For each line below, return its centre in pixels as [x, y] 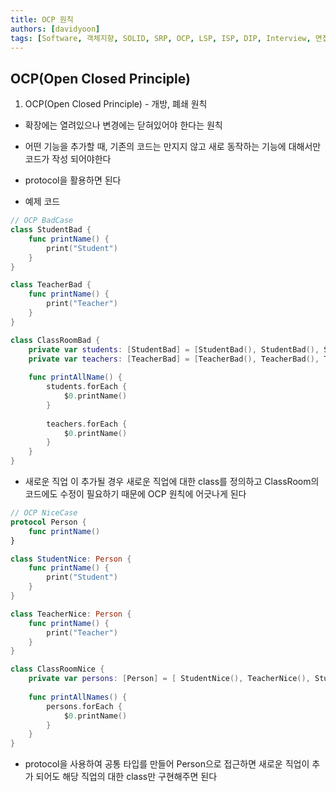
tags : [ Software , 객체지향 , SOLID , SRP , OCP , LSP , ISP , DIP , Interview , [161, 38]
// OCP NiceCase [44, 513]
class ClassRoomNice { [57, 669]
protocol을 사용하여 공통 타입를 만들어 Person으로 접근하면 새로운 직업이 [167, 764]
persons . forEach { [84, 706]
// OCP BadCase [42, 221]
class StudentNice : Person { [71, 559]
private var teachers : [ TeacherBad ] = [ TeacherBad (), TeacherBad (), [174, 359]
